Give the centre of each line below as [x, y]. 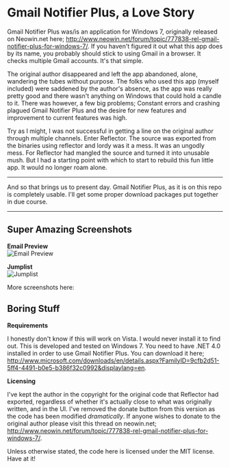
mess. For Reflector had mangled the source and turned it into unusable [108, 153]
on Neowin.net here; [36, 38]
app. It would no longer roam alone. [57, 167]
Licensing [22, 381]
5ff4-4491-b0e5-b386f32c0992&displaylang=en [76, 367]
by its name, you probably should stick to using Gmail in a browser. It [104, 53]
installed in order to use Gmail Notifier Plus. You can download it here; [106, 353]
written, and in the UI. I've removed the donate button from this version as [111, 408]
